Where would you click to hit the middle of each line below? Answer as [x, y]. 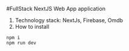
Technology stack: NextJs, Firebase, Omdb [69, 20]
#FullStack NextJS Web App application [56, 9]
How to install [32, 27]
